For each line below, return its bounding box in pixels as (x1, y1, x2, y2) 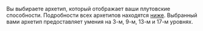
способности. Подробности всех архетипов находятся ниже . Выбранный (6, 12, 198, 19)
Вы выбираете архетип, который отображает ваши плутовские (6, 5, 171, 12)
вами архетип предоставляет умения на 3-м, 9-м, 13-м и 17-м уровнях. (6, 18, 193, 25)
